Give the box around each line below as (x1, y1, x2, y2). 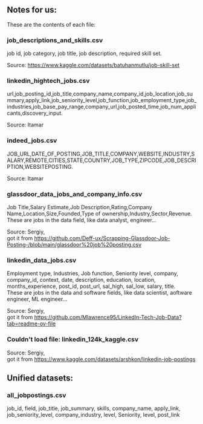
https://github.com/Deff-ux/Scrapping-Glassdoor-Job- (34, 235, 170, 241)
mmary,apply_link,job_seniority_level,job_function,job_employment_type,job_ (7, 97, 197, 104)
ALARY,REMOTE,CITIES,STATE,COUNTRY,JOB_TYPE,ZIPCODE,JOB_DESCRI (7, 157, 197, 164)
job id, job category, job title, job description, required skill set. (7, 50, 163, 57)
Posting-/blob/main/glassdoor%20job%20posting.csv (7, 241, 142, 248)
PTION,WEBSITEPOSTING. (7, 163, 73, 170)
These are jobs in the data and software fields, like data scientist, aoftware (7, 289, 193, 296)
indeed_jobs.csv (7, 136, 57, 145)
